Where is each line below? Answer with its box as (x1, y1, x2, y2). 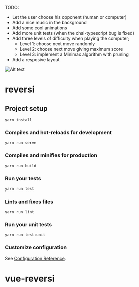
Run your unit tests (5, 221, 52, 228)
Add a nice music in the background (12, 20, 87, 25)
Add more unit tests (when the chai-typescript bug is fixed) (12, 30, 135, 36)
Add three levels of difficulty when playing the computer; (12, 35, 130, 41)
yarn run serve (5, 140, 37, 145)
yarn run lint (5, 210, 35, 215)
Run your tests (5, 175, 41, 182)
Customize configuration (5, 244, 67, 251)
